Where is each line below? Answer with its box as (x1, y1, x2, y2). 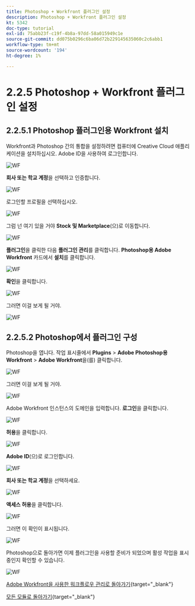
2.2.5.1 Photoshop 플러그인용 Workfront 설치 (6, 126, 169, 136)
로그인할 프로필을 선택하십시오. (6, 198, 78, 205)
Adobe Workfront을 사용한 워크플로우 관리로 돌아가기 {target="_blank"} (6, 581, 174, 588)
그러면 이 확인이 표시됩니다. (6, 525, 70, 532)
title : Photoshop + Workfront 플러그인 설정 (6, 8, 111, 15)
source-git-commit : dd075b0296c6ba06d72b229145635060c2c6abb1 (6, 36, 163, 42)
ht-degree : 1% (6, 53, 41, 59)
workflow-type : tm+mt (6, 42, 60, 48)
